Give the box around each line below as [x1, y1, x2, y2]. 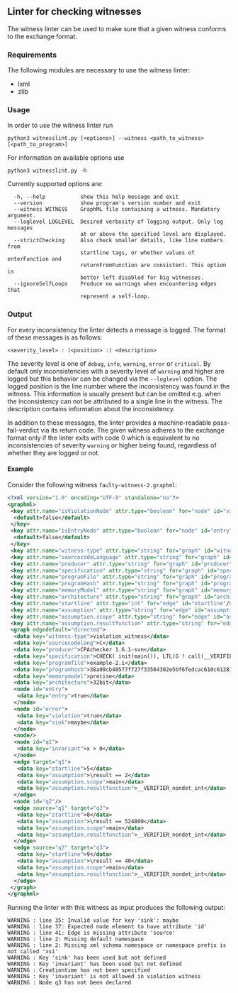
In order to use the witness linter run [7, 121, 113, 130]
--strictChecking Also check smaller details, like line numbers [13, 237, 223, 244]
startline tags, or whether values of [80, 249, 195, 256]
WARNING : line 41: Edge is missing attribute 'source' [7, 930, 176, 937]
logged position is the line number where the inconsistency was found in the [7, 381, 230, 390]
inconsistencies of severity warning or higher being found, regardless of [7, 440, 217, 450]
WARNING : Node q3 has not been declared [7, 980, 132, 987]
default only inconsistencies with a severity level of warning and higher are [7, 367, 225, 375]
